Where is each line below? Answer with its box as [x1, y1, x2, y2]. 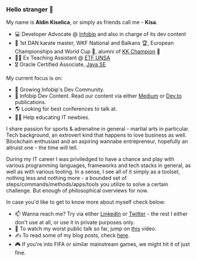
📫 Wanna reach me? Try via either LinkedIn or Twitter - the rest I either [14, 210, 188, 218]
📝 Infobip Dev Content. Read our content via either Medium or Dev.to [14, 92, 182, 99]
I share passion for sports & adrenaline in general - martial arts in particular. [6, 125, 190, 133]
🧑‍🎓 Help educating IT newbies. [14, 114, 90, 121]
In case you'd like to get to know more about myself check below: [6, 198, 166, 206]
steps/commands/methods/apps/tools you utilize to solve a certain [6, 181, 169, 188]
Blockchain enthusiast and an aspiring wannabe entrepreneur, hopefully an [6, 138, 188, 145]
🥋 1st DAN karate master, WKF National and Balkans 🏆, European [14, 40, 174, 47]
